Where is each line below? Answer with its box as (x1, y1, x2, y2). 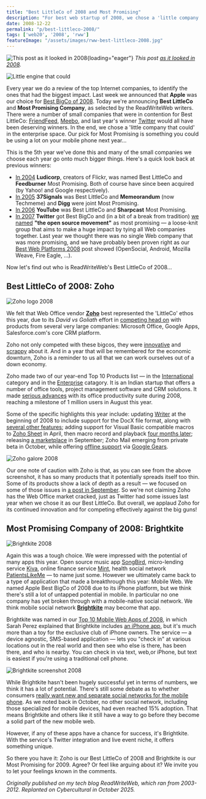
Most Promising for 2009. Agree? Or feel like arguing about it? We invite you (6, 761, 199, 768)
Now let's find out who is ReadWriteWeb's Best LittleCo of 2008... (6, 264, 172, 270)
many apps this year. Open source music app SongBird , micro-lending (6, 558, 184, 565)
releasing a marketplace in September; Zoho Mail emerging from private (6, 436, 189, 443)
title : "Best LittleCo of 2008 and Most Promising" (6, 9, 141, 15)
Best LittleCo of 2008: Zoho (6, 281, 115, 292)
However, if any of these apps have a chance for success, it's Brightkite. (6, 729, 189, 736)
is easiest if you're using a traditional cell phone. (6, 654, 129, 662)
